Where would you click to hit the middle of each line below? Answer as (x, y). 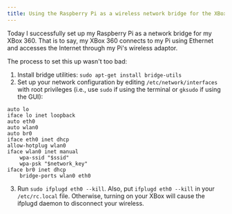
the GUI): (30, 97)
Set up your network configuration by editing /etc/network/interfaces (117, 82)
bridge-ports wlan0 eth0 (55, 176)
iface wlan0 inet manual (43, 152)
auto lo (18, 109)
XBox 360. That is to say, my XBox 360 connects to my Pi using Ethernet (110, 40)
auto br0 (20, 133)
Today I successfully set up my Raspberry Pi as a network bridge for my (109, 33)
